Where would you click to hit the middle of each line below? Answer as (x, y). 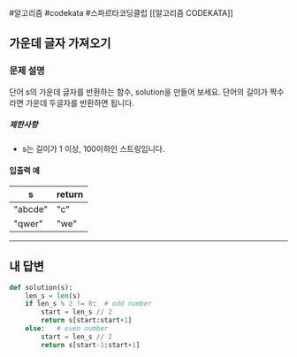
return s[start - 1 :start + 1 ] (91, 345)
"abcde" (31, 209)
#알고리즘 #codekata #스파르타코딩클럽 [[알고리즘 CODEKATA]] (121, 13)
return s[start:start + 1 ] (87, 321)
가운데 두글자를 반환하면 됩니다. (80, 103)
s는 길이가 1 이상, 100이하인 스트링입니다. (93, 148)
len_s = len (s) (53, 296)
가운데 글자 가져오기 (60, 44)
